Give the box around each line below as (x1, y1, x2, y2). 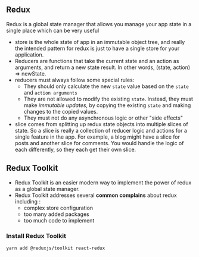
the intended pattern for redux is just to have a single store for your (14, 45, 180, 52)
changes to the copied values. (23, 108, 98, 115)
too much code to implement (23, 217, 95, 224)
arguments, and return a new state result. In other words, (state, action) (14, 64, 191, 71)
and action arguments (23, 89, 77, 96)
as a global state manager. (14, 185, 80, 192)
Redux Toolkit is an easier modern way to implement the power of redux (14, 178, 192, 186)
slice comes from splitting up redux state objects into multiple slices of (14, 120, 189, 127)
